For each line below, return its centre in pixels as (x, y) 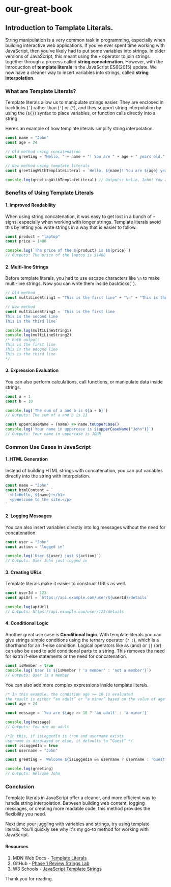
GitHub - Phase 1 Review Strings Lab (51, 863)
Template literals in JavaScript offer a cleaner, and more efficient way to (81, 798)
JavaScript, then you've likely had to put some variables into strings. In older (85, 51)
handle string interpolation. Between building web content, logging (75, 803)
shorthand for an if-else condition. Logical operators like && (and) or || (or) (83, 645)
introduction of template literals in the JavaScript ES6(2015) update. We (81, 67)
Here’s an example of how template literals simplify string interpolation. (80, 129)
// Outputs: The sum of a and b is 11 (46, 415)
